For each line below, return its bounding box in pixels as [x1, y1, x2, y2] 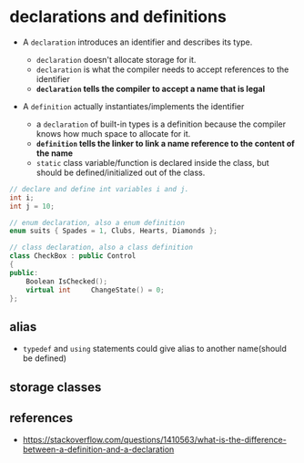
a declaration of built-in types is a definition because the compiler [35, 118, 287, 129]
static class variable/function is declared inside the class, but [35, 157, 270, 168]
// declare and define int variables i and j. [9, 184, 189, 193]
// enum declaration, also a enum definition [9, 218, 185, 227]
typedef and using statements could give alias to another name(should [22, 344, 287, 355]
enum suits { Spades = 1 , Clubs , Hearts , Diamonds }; [9, 226, 218, 236]
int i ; [9, 193, 35, 202]
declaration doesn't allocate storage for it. [35, 54, 197, 65]
